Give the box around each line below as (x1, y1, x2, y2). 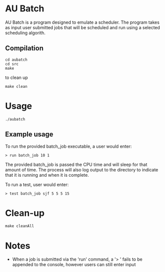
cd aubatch (5, 57, 28, 62)
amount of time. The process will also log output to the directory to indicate (5, 166, 159, 173)
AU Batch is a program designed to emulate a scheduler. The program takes (5, 19, 160, 25)
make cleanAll (5, 224, 35, 229)
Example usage (5, 130, 53, 139)
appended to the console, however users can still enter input (12, 262, 136, 268)
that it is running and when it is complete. (5, 172, 89, 178)
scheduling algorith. (5, 30, 46, 36)
